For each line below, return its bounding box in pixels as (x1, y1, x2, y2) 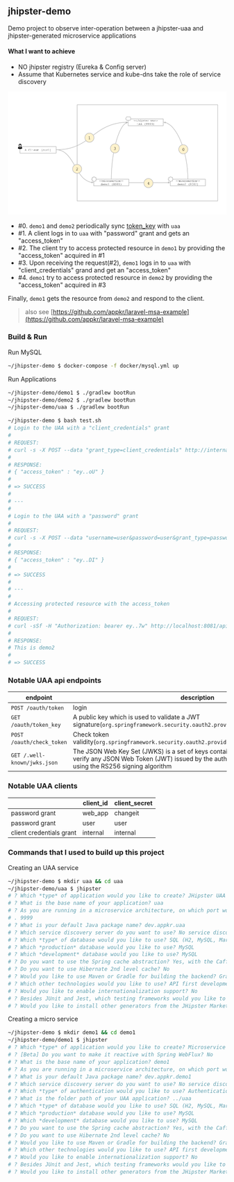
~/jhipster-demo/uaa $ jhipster (8, 885, 101, 892)
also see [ (24, 307, 53, 315)
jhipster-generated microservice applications (8, 31, 137, 40)
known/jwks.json (10, 760, 58, 766)
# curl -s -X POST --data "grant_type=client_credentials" (8, 446, 183, 454)
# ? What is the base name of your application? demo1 (8, 1058, 170, 1065)
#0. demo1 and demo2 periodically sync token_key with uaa (17, 222, 181, 230)
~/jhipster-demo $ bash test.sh (8, 417, 101, 425)
